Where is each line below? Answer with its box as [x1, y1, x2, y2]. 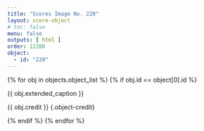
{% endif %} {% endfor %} [7, 116, 85, 125]
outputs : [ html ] [7, 37, 61, 44]
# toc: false [7, 23, 46, 30]
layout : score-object [7, 17, 71, 24]
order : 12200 [7, 43, 46, 50]
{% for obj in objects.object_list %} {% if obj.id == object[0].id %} [7, 75, 198, 84]
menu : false [7, 30, 42, 37]
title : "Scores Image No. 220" [7, 10, 99, 18]
